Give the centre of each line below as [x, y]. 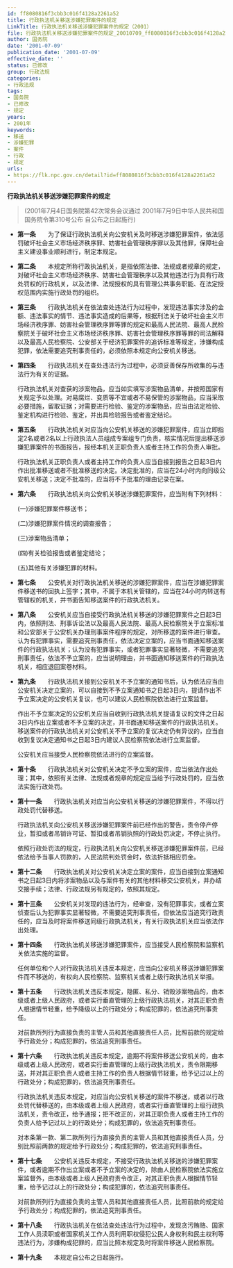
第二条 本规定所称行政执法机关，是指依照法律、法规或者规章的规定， [120, 266]
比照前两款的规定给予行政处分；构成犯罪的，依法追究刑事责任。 [114, 1146]
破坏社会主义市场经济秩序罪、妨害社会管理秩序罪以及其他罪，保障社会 [123, 242]
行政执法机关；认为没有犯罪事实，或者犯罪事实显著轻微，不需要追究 [127, 649]
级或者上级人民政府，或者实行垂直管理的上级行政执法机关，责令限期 [114, 1064]
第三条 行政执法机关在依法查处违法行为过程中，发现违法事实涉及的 [118, 307]
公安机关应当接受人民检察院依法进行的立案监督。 [87, 754]
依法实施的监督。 [48, 953]
